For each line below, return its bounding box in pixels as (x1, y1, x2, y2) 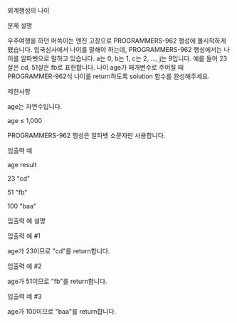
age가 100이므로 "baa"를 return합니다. (7, 307, 117, 315)
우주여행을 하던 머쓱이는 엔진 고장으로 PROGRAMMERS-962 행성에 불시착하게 (7, 36, 226, 45)
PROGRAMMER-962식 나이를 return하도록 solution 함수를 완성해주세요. (7, 72, 210, 80)
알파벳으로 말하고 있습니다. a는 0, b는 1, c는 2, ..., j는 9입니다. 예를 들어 (20, 54, 218, 63)
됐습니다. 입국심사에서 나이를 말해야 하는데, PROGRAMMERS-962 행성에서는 (7, 46, 223, 53)
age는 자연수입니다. (7, 102, 63, 110)
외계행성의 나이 (7, 6, 50, 14)
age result (7, 161, 37, 169)
